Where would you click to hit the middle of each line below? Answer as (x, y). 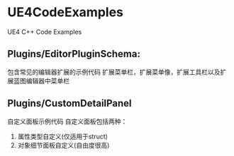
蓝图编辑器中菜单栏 (41, 80)
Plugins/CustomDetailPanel (70, 103)
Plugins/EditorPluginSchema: (74, 54)
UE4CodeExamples (66, 12)
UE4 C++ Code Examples (45, 32)
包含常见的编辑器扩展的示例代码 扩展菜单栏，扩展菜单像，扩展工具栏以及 (114, 72)
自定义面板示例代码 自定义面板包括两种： (67, 121)
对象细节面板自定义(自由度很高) (63, 145)
